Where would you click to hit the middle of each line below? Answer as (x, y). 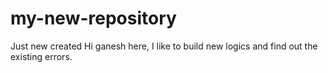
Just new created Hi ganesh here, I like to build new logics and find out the (164, 46)
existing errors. (41, 56)
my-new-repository (93, 18)
